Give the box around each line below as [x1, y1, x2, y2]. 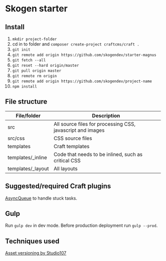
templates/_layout [7, 165, 49, 172]
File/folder [15, 112, 41, 119]
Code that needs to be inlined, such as [53, 151, 143, 157]
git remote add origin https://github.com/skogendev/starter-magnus [12, 52, 157, 57]
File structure [5, 98, 47, 106]
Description [92, 112, 120, 119]
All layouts [53, 165, 78, 172]
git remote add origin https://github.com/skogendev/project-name [12, 79, 152, 84]
